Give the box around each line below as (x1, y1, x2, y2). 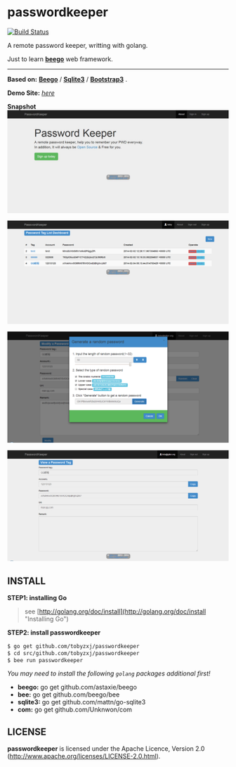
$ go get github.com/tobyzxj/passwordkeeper (7, 643, 140, 650)
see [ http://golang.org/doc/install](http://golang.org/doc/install (24, 607, 206, 616)
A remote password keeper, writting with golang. (7, 41, 148, 49)
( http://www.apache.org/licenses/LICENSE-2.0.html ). (7, 752, 161, 761)
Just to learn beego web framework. (7, 54, 114, 63)
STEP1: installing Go (7, 594, 67, 602)
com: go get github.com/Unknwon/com (17, 705, 132, 714)
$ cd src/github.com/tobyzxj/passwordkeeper (7, 650, 140, 657)
